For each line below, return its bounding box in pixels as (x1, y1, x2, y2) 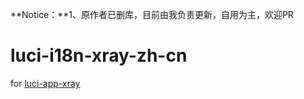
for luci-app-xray (10, 77, 81, 89)
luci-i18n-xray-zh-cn (10, 44, 188, 67)
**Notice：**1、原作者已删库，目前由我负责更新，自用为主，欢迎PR (10, 9, 294, 20)
